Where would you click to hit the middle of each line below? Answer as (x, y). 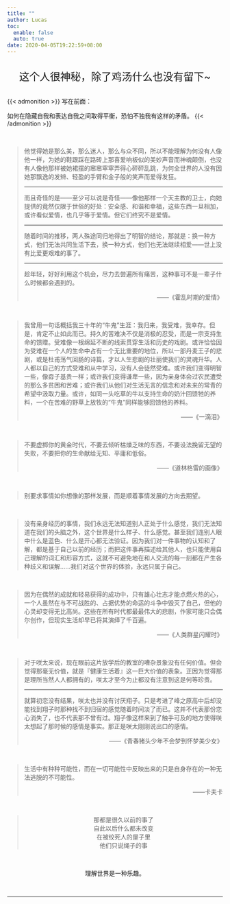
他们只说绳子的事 (123, 845)
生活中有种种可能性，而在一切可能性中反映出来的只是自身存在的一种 (120, 769)
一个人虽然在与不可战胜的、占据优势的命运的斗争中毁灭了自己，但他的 (123, 603)
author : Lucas (27, 20)
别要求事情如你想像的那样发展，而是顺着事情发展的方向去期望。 (114, 496)
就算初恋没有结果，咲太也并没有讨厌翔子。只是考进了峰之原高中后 (117, 701)
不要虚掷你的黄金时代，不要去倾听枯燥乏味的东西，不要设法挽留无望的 (123, 444)
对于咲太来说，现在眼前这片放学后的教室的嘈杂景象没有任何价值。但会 (123, 662)
